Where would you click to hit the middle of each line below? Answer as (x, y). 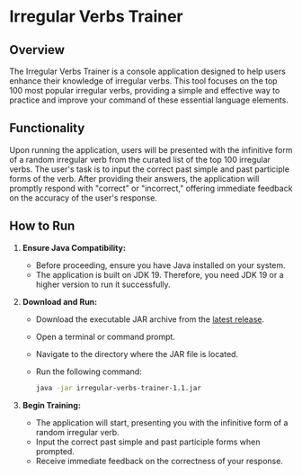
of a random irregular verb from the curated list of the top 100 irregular (140, 159)
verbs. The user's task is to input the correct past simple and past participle (150, 169)
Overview (37, 50)
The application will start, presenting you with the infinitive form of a (162, 422)
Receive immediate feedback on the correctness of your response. (159, 461)
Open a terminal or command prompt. (105, 336)
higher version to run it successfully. (103, 284)
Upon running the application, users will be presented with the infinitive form (151, 149)
